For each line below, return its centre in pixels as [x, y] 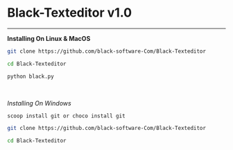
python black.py [31, 76]
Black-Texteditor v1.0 [70, 13]
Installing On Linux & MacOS [49, 38]
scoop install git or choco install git [67, 116]
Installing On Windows [39, 103]
